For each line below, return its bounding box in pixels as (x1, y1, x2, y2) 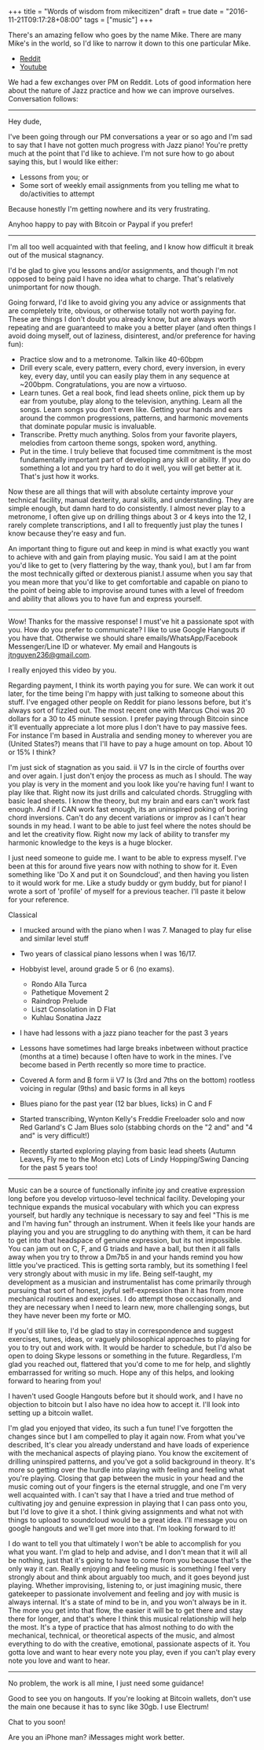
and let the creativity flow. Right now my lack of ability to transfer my (8, 830, 230, 838)
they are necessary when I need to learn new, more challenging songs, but (8, 1302, 250, 1312)
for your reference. (8, 895, 69, 904)
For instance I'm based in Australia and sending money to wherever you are (8, 731, 253, 740)
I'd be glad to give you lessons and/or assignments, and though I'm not (8, 266, 238, 274)
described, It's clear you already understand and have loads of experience (8, 1440, 250, 1450)
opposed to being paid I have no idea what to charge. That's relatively (8, 274, 234, 283)
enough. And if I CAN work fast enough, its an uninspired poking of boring (8, 805, 248, 813)
